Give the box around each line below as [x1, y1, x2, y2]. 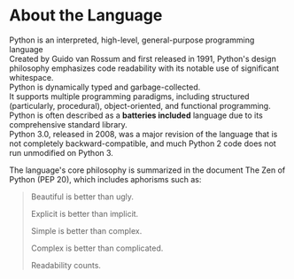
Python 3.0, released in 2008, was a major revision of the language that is [9, 128, 278, 139]
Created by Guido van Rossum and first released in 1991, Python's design [9, 53, 276, 64]
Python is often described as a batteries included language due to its [9, 110, 263, 120]
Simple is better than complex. [30, 225, 143, 236]
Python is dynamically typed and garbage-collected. [9, 81, 201, 92]
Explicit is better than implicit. [30, 208, 139, 219]
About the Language [9, 5, 163, 26]
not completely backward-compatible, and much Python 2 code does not [9, 138, 276, 149]
